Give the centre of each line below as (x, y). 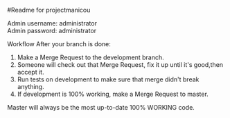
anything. (30, 87)
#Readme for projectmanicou (49, 10)
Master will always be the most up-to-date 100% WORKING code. (101, 107)
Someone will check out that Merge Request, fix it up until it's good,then (120, 65)
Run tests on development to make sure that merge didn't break (108, 79)
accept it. (30, 72)
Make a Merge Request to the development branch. (90, 57)
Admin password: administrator (52, 31)
